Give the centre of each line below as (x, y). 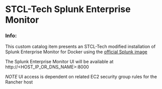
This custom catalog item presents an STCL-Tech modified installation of (80, 47)
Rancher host (19, 82)
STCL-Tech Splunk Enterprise (68, 9)
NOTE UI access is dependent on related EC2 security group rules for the (81, 77)
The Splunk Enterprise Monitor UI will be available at (59, 62)
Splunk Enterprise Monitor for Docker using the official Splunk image (76, 52)
